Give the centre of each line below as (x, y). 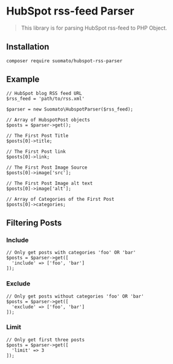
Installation (28, 47)
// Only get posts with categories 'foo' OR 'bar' (71, 253)
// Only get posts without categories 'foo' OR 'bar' (75, 296)
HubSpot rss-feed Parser (70, 11)
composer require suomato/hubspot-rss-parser (64, 61)
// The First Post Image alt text (50, 183)
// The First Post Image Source (47, 167)
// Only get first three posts (46, 340)
